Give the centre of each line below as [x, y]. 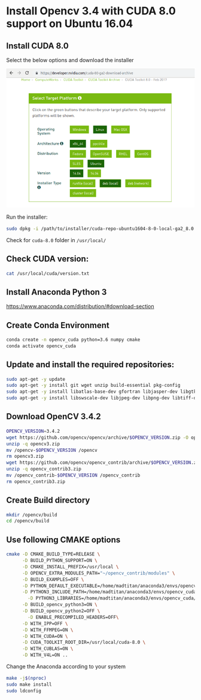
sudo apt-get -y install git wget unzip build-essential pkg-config [93, 386]
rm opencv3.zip [25, 456]
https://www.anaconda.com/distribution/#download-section [80, 307]
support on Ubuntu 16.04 [70, 24]
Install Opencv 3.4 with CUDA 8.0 [91, 11]
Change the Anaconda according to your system [66, 667]
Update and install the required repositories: [90, 365]
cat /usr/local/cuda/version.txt [48, 273]
